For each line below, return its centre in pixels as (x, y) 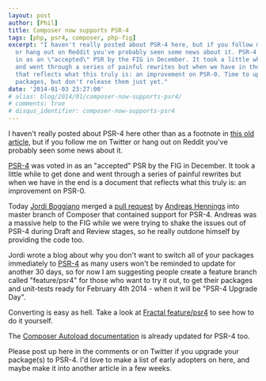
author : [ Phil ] (33, 23)
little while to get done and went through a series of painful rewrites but (125, 174)
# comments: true (37, 104)
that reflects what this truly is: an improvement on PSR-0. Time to (132, 74)
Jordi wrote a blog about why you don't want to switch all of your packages (131, 255)
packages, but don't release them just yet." (92, 81)
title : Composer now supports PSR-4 (68, 30)
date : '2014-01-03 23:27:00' (56, 89)
